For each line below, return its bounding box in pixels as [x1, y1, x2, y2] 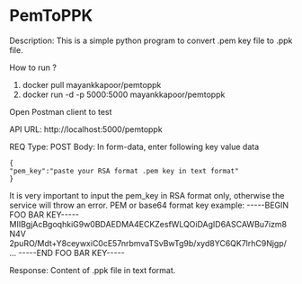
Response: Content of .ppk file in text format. [9, 264, 176, 275]
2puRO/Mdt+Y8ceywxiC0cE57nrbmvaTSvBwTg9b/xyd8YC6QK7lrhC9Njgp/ [9, 237, 288, 248]
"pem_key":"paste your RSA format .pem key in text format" [9, 166, 240, 175]
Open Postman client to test [9, 106, 112, 117]
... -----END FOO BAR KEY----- [9, 247, 126, 258]
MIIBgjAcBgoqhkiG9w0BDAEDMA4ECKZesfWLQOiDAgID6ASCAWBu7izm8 [9, 218, 288, 229]
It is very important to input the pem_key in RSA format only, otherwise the [9, 190, 285, 200]
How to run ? [9, 62, 57, 73]
